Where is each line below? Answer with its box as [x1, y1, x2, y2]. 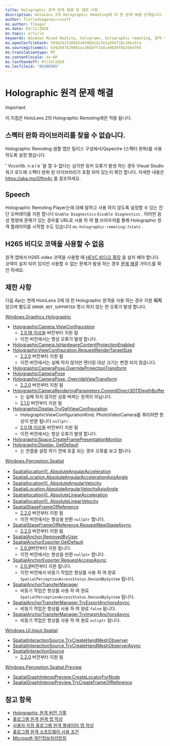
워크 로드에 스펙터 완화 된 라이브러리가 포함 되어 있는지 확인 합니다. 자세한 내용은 [5, 169, 164, 175]
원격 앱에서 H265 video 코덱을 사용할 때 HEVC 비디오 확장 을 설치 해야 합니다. [5, 254, 160, 260]
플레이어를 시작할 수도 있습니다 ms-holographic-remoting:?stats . [10, 223, 143, 230]
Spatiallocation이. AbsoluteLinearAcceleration [12, 492, 108, 498]
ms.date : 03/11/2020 [5, 26, 49, 31]
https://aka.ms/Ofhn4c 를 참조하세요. [5, 175, 81, 181]
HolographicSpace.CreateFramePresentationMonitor [12, 436, 122, 442]
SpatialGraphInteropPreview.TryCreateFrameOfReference [12, 680, 133, 686]
